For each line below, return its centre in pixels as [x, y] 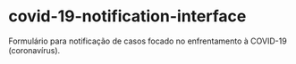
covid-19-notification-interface [127, 16]
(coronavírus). [34, 50]
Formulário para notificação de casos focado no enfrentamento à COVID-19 [148, 41]
